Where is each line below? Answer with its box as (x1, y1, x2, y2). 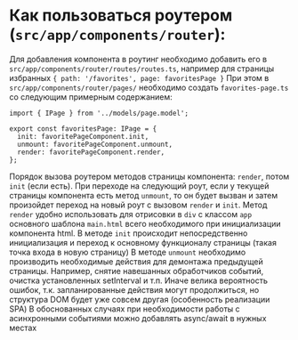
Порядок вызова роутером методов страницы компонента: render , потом (9, 171, 290, 182)
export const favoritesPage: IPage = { (9, 124, 157, 134)
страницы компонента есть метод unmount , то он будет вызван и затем (9, 190, 278, 200)
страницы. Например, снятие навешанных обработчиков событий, (9, 265, 264, 276)
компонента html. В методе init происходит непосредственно (9, 228, 248, 239)
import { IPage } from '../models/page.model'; (9, 109, 189, 117)
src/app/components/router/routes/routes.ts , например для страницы (9, 63, 275, 74)
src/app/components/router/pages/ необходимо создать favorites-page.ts (9, 82, 289, 93)
